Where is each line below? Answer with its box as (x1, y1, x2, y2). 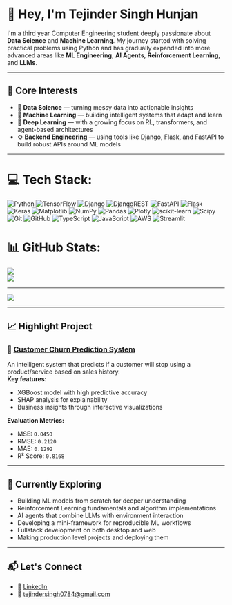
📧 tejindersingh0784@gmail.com (17, 590, 110, 598)
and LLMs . (7, 58, 38, 66)
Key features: (7, 375, 47, 383)
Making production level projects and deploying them (17, 533, 169, 541)
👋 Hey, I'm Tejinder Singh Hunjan (7, 6, 199, 22)
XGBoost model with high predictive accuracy (17, 388, 148, 396)
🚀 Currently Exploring (7, 478, 102, 490)
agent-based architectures (17, 125, 93, 133)
